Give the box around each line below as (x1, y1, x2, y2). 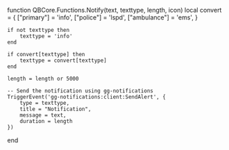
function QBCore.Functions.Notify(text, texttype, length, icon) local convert (7, 6, 222, 14)
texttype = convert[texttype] (19, 57, 108, 64)
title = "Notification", (19, 106, 92, 112)
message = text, (19, 112, 67, 119)
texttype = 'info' (19, 33, 73, 40)
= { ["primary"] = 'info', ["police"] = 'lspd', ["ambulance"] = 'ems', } (7, 13, 198, 22)
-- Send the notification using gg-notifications (7, 87, 154, 94)
